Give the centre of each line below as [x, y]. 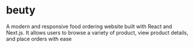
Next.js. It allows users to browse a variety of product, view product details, [97, 32]
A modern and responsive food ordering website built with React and [89, 26]
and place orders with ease [39, 39]
